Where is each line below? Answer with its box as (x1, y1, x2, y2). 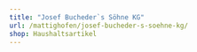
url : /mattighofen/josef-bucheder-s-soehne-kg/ (9, 21, 189, 30)
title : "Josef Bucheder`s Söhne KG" (9, 12, 145, 22)
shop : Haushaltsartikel (9, 29, 98, 38)
